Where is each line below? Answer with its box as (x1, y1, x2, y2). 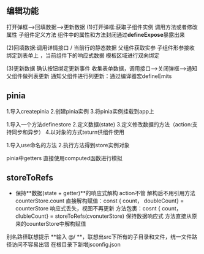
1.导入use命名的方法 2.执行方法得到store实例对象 (6, 141, 130, 148)
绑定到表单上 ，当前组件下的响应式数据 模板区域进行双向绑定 (6, 52, 160, 59)
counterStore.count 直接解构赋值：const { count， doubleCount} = (15, 197, 184, 204)
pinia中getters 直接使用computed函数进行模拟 (6, 154, 123, 161)
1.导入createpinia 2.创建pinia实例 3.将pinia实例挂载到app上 (6, 107, 154, 115)
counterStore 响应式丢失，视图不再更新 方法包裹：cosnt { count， (15, 205, 182, 212)
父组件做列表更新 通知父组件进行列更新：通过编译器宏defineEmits (6, 72, 172, 80)
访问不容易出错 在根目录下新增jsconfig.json (11, 241, 121, 248)
